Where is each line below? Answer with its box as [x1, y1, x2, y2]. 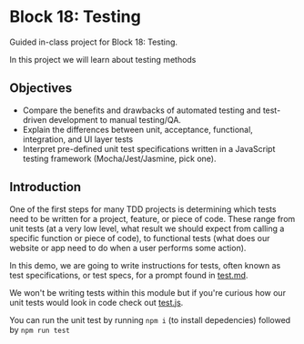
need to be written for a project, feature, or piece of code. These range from [9, 213, 296, 224]
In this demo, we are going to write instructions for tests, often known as [9, 259, 281, 270]
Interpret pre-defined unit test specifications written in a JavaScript [22, 143, 276, 154]
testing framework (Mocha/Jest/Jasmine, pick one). [22, 153, 217, 164]
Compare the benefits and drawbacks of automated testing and [22, 105, 261, 116]
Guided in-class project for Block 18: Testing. [9, 36, 178, 47]
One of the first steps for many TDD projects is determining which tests [9, 203, 277, 215]
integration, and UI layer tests [22, 134, 134, 145]
